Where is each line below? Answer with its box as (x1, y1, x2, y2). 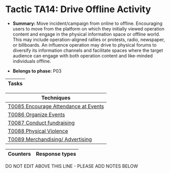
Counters (8, 150, 32, 157)
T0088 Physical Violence (8, 127, 68, 134)
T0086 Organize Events (8, 111, 65, 118)
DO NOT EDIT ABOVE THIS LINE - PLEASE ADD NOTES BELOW (5, 163, 138, 169)
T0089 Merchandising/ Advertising (8, 135, 92, 143)
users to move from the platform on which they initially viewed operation (12, 25, 164, 31)
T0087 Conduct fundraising (8, 119, 75, 126)
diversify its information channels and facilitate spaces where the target (12, 47, 163, 53)
